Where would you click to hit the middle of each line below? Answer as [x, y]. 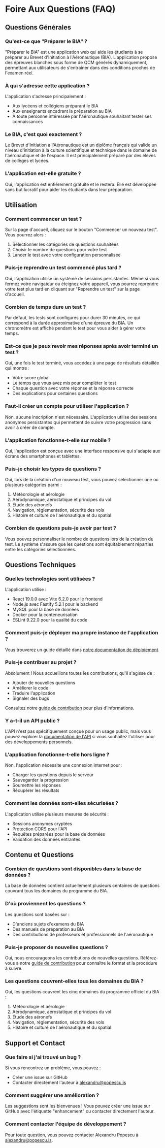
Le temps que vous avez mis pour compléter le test [64, 383]
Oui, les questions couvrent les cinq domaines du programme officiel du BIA [82, 992]
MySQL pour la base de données [46, 610]
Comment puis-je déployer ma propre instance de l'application [82, 633]
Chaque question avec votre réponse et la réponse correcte [73, 388]
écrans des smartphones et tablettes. [43, 456]
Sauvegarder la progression [40, 780]
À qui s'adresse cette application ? [47, 86]
